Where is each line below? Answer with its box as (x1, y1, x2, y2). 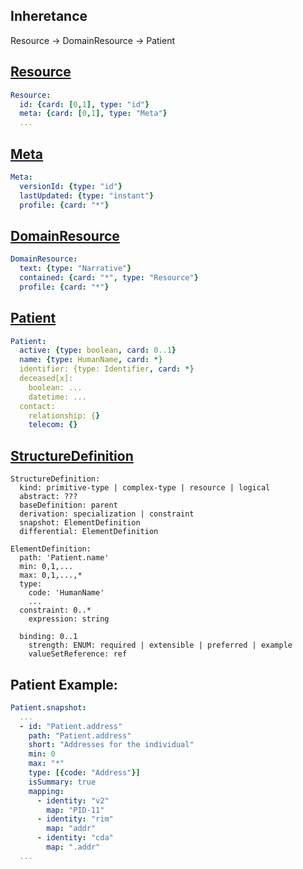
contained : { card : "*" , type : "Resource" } (19, 273, 199, 283)
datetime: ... (28, 392, 87, 402)
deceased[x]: (19, 374, 74, 384)
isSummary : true (28, 777, 97, 787)
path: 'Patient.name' (19, 553, 110, 563)
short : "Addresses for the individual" (28, 740, 195, 750)
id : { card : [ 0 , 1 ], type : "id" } (19, 99, 150, 109)
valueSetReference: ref (28, 649, 128, 659)
